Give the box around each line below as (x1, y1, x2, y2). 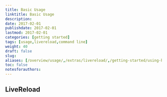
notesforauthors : (5, 67, 41, 72)
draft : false (5, 48, 32, 53)
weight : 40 (5, 44, 28, 49)
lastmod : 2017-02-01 (5, 30, 48, 35)
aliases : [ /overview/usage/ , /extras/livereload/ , (5, 58, 110, 63)
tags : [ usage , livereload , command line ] (5, 40, 88, 45)
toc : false (5, 62, 28, 67)
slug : (5, 53, 16, 58)
